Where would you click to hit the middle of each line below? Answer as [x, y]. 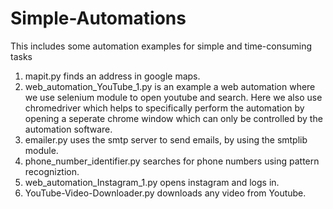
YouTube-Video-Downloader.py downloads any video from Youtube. [165, 193]
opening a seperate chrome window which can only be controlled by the [173, 118]
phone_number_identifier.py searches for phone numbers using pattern [172, 161]
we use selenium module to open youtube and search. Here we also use [173, 97]
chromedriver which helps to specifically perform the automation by [164, 108]
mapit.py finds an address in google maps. [112, 76]
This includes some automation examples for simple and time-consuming [161, 46]
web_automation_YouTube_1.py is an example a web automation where [170, 86]
